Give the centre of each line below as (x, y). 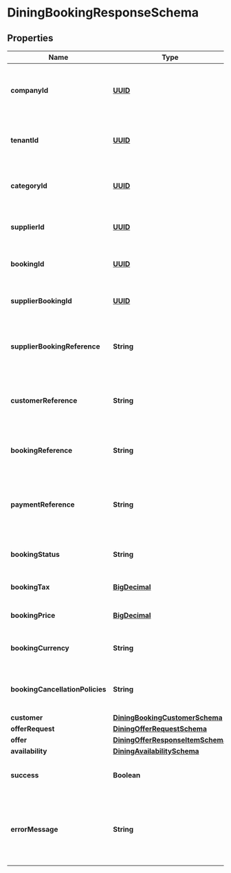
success (25, 775)
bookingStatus (35, 554)
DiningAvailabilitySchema (156, 751)
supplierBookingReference (55, 346)
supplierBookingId (41, 301)
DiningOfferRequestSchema (160, 729)
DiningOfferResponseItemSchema (170, 740)
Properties (30, 38)
